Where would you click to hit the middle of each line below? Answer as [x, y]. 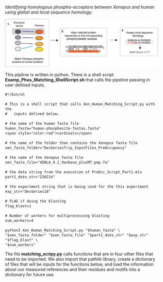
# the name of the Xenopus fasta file [44, 157]
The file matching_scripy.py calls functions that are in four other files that [79, 254]
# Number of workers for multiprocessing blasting [57, 216]
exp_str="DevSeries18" [28, 191]
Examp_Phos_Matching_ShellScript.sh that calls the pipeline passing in [78, 80]
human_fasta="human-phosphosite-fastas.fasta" [53, 128]
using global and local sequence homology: [49, 12]
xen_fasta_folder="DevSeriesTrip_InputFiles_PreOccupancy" [66, 148]
